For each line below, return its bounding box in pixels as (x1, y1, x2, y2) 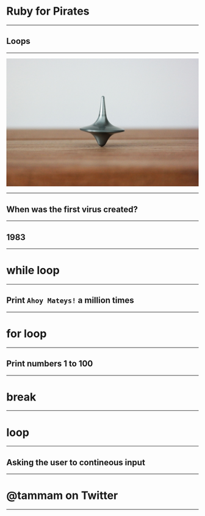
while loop (6, 264, 60, 277)
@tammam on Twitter (6, 489, 118, 503)
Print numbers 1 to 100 (6, 358, 93, 369)
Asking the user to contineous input (6, 457, 145, 468)
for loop (6, 327, 47, 340)
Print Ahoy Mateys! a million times (6, 295, 134, 306)
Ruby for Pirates (6, 4, 90, 18)
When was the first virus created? (6, 204, 138, 214)
